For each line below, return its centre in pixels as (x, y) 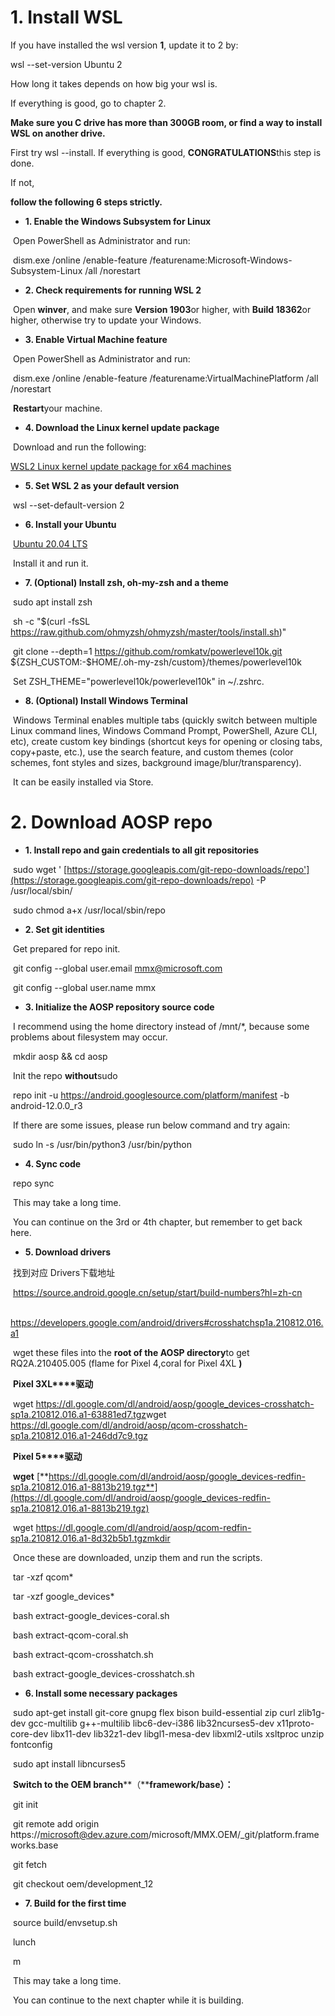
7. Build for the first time (75, 1903)
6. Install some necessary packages (101, 1693)
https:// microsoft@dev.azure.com (79, 1834)
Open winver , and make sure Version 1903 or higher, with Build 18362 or (162, 309)
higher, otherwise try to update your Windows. (106, 320)
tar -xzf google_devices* (63, 1596)
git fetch (30, 1864)
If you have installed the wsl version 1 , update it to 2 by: (124, 45)
